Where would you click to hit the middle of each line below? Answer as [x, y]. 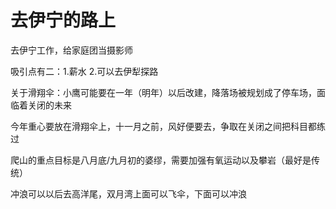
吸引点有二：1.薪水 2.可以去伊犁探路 [84, 71]
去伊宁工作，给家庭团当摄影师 [71, 50]
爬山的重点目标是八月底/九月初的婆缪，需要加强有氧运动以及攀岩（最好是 [161, 160]
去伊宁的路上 [63, 20]
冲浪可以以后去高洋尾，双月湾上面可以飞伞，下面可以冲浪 [128, 193]
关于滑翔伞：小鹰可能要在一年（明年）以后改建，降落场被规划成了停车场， [163, 92]
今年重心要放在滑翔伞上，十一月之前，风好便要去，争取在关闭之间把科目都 [163, 126]
